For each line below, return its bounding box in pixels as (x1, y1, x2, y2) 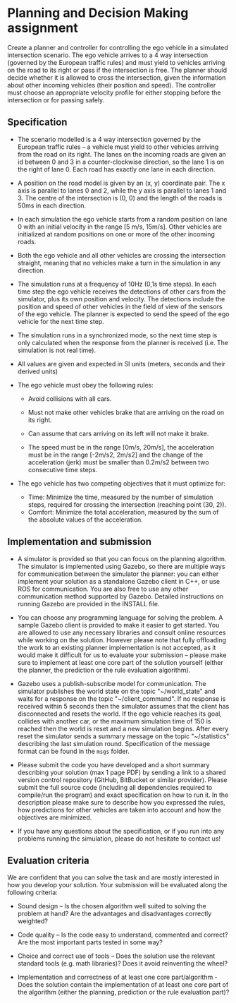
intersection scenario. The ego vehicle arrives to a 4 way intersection (7, 51, 209, 59)
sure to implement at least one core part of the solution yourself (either (17, 658, 223, 666)
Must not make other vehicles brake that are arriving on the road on (27, 408, 224, 416)
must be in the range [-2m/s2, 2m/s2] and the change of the (27, 450, 204, 459)
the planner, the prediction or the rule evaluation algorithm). (17, 666, 191, 674)
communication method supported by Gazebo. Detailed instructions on (17, 591, 224, 601)
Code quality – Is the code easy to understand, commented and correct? (17, 930, 228, 939)
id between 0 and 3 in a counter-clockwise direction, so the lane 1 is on (17, 157, 224, 166)
